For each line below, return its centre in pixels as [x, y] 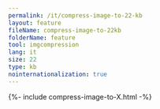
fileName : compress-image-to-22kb [65, 30]
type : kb [22, 67]
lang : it [22, 52]
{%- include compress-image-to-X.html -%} [80, 96]
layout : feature [35, 23]
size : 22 [22, 60]
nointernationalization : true [58, 74]
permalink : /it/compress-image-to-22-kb [76, 15]
